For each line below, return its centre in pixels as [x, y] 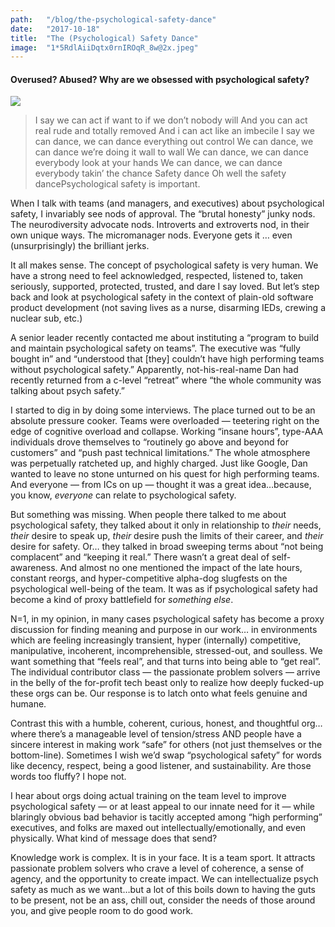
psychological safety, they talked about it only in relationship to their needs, [166, 525]
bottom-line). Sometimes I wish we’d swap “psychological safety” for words [166, 755]
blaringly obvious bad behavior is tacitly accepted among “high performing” [166, 817]
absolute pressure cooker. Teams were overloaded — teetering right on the [165, 421]
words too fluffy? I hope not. [68, 777]
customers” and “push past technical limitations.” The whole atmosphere [160, 453]
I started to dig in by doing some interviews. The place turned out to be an [163, 410]
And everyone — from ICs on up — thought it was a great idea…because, [161, 485]
